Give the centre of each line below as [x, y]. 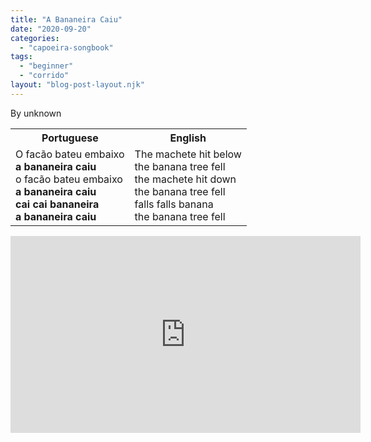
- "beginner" [46, 66]
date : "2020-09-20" [51, 29]
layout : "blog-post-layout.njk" [77, 85]
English [188, 138]
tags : [21, 57]
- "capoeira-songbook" [66, 47]
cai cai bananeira [57, 204]
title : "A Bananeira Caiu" [66, 19]
